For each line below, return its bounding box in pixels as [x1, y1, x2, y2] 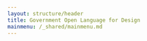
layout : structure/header [7, 10, 83, 17]
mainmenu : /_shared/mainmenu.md [7, 23, 102, 30]
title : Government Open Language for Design [7, 17, 141, 24]
